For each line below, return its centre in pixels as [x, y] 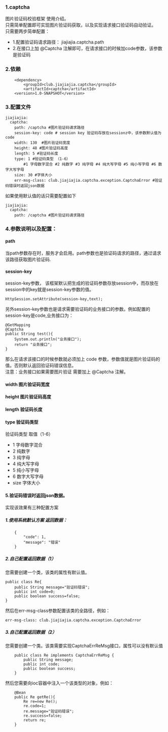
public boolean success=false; [47, 596]
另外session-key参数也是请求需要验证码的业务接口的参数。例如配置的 [78, 309]
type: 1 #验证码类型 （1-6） [42, 159]
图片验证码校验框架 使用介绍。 [37, 19]
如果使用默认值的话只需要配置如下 [41, 195]
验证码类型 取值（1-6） [29, 434]
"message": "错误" [42, 543]
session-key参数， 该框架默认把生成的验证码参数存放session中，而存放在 [82, 283]
